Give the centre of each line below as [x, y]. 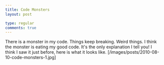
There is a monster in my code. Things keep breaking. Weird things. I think [81, 42]
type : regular [20, 23]
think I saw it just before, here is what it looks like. [56, 52]
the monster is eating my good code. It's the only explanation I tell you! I [79, 47]
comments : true [21, 28]
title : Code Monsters [27, 10]
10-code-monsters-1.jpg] [30, 58]
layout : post [19, 14]
